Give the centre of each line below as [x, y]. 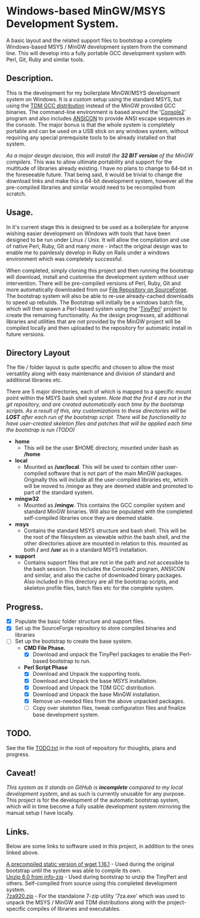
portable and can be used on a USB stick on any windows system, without [98, 131]
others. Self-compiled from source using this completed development [92, 883]
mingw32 [27, 499]
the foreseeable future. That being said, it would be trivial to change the [94, 174]
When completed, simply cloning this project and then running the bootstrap [100, 270]
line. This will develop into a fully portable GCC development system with [96, 53]
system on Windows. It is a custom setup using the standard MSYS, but [94, 99]
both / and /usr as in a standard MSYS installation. [86, 550]
